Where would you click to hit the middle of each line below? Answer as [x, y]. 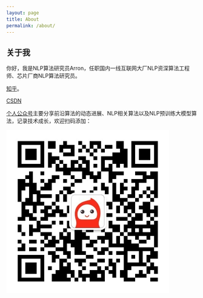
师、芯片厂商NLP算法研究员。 [43, 76]
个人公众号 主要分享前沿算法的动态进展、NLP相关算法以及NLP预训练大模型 [99, 113]
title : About [23, 19]
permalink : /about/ [31, 25]
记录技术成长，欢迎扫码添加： [54, 121]
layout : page [23, 13]
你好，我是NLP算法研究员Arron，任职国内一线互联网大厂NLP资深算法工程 [98, 68]
